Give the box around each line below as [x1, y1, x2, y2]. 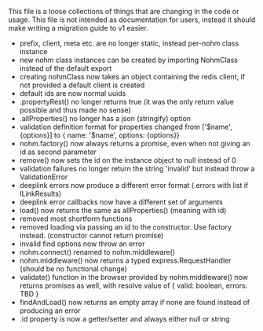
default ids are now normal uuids [19, 89, 126, 97]
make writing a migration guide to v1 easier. [8, 24, 149, 32]
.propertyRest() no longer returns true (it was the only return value [19, 97, 234, 106]
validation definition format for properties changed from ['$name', [19, 122, 233, 131]
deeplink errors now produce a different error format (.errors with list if [19, 181, 249, 189]
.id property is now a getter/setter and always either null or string [19, 314, 230, 323]
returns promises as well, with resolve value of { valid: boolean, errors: [19, 281, 248, 290]
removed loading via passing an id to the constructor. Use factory [19, 223, 232, 231]
